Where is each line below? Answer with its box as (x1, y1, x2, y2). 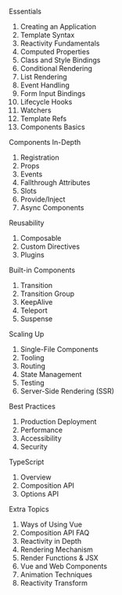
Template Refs (20, 114, 67, 123)
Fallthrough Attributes (20, 178, 91, 187)
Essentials (9, 7, 42, 16)
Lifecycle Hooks (20, 98, 73, 106)
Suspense (20, 314, 53, 323)
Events (20, 169, 43, 179)
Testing (20, 378, 45, 387)
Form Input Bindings (20, 89, 86, 98)
